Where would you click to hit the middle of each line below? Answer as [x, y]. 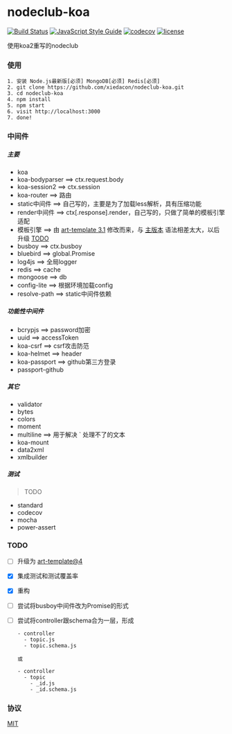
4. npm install [29, 100]
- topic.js [39, 639]
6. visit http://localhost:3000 [54, 112]
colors [26, 419]
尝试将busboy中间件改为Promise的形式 [73, 605]
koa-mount [33, 443]
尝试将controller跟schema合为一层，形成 [75, 620]
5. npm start [26, 106]
